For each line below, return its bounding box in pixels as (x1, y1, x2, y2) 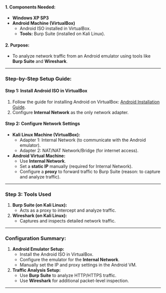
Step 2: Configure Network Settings (5, 120, 81, 126)
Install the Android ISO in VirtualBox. (19, 251, 94, 257)
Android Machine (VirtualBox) (12, 20, 76, 26)
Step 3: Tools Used (5, 191, 51, 198)
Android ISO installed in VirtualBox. (19, 25, 91, 32)
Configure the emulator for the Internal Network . (19, 257, 120, 263)
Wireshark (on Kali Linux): (12, 213, 67, 219)
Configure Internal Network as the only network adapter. (12, 109, 129, 115)
